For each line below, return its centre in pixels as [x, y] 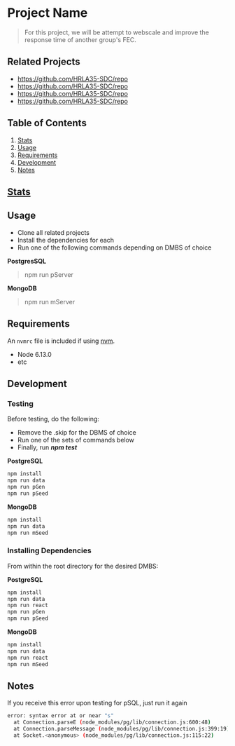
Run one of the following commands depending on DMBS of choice [114, 247]
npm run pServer [49, 274]
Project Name [48, 13]
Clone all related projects [53, 232]
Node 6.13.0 [34, 354]
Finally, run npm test [47, 447]
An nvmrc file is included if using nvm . [61, 341]
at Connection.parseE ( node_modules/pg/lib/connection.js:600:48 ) [112, 723]
